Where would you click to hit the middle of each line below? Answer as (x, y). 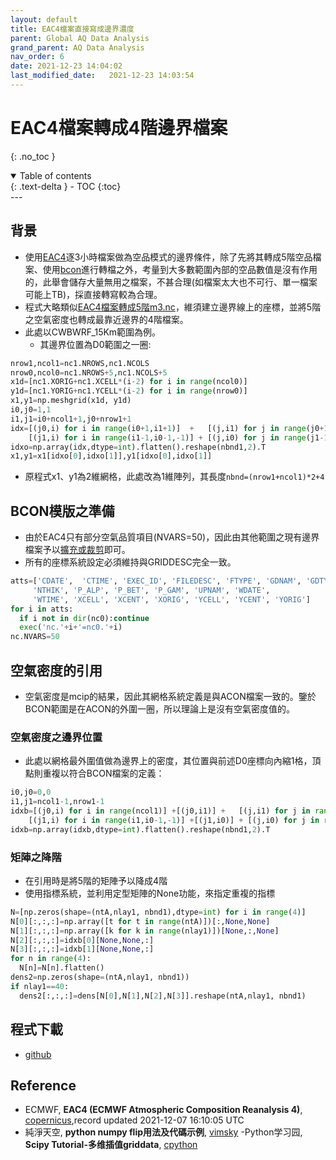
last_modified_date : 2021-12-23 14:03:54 (102, 76)
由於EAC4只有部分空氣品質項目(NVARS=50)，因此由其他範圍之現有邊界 (172, 537)
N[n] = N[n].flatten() (62, 968)
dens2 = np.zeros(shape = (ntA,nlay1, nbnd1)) (100, 977)
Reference (43, 1085)
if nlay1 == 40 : (40, 986)
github (38, 1054)
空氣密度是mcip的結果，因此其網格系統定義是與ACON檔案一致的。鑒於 (170, 696)
